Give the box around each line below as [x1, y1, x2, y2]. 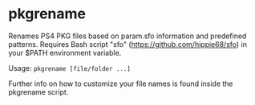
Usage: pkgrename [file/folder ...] [8, 63, 131, 72]
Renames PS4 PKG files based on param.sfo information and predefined [8, 31, 247, 41]
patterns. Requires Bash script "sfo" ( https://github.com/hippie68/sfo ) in [8, 39, 247, 49]
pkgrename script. [8, 87, 69, 96]
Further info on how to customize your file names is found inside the [8, 79, 234, 88]
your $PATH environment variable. [8, 48, 122, 57]
